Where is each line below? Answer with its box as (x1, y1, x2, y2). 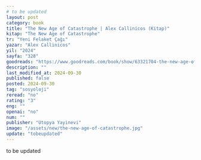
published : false (6, 75, 50, 81)
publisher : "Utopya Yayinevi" (6, 120, 82, 126)
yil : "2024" (6, 48, 36, 54)
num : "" (6, 114, 26, 120)
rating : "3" (6, 97, 36, 103)
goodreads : (6, 59, 33, 64)
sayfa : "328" (6, 53, 39, 59)
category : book (6, 20, 44, 26)
